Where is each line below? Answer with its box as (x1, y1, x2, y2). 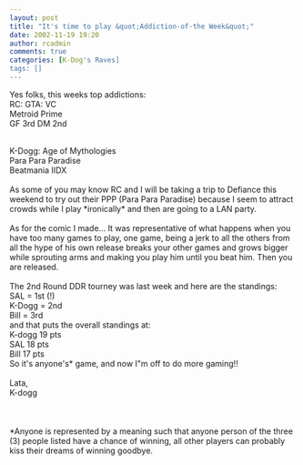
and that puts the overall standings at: (9, 319, 151, 330)
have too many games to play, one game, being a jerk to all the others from (9, 232, 290, 243)
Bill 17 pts (9, 348, 45, 359)
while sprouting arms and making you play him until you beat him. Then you (9, 251, 293, 262)
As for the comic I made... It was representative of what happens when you (9, 222, 291, 233)
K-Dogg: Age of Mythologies (9, 145, 116, 156)
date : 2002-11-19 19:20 (9, 30, 100, 39)
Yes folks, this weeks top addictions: (9, 88, 146, 100)
